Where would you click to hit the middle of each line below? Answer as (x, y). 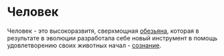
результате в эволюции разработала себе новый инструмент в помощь (112, 38)
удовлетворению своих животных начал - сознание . (84, 45)
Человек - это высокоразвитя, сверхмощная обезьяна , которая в (103, 31)
